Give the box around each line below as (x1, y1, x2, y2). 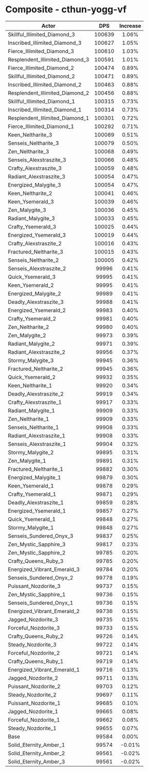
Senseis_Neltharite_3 (8, 139, 59, 147)
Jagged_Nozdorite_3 (8, 616, 59, 623)
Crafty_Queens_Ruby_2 (8, 633, 64, 640)
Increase (119, 22, 141, 29)
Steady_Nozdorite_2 (8, 691, 57, 698)
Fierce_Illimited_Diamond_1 (8, 122, 74, 130)
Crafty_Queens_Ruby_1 (8, 657, 64, 665)
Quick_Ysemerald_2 (8, 373, 56, 381)
